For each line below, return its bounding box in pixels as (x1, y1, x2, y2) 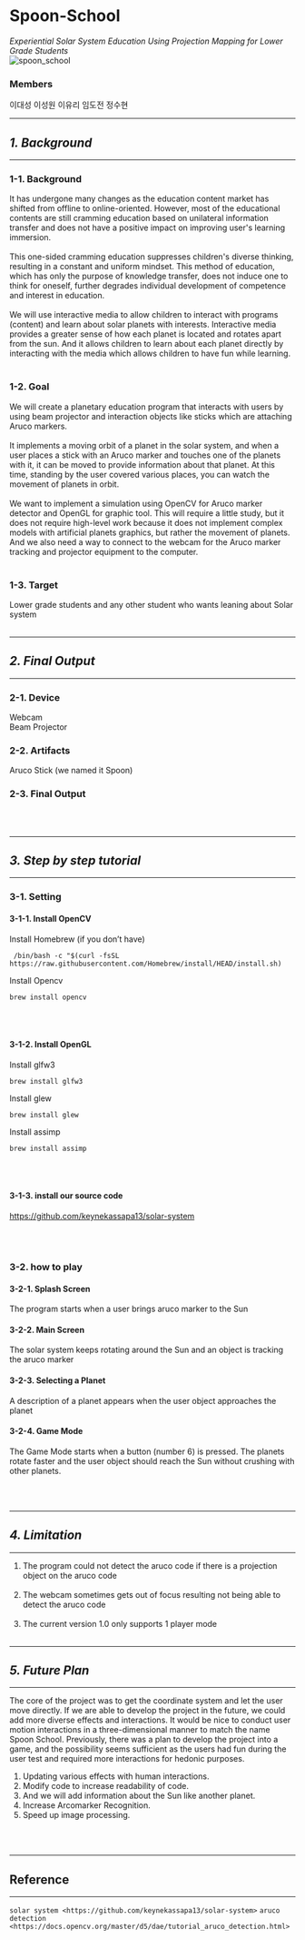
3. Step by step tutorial (9, 853, 142, 869)
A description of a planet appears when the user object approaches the (9, 1395, 277, 1406)
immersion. (9, 232, 52, 243)
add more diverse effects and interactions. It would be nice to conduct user (9, 1714, 291, 1725)
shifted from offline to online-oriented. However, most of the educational (9, 203, 280, 214)
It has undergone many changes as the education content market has (9, 193, 270, 205)
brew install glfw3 (9, 1076, 84, 1086)
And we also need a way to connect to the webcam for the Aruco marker (9, 536, 281, 547)
